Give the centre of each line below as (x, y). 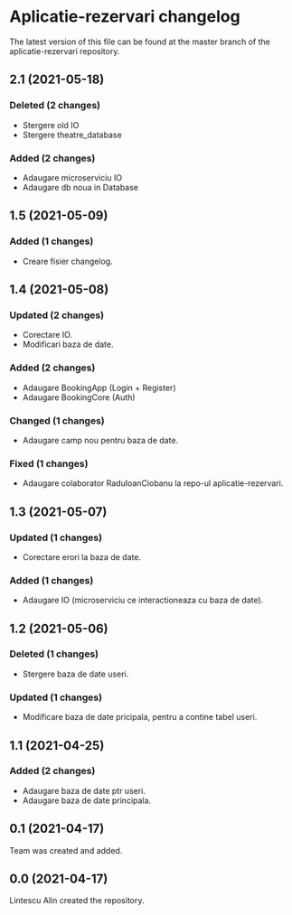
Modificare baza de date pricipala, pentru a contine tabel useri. (140, 717)
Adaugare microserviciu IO (72, 177)
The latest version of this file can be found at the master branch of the (140, 42)
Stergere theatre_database (72, 135)
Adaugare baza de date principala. (87, 800)
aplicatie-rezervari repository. (65, 51)
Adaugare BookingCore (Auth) (79, 397)
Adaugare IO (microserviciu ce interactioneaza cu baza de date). (143, 600)
